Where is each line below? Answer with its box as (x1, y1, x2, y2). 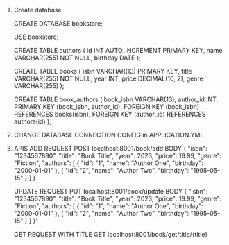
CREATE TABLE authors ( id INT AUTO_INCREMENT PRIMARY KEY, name (13, 47, 223, 54)
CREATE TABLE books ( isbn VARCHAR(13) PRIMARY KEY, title (13, 67, 192, 75)
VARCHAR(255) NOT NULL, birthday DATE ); (13, 53, 141, 62)
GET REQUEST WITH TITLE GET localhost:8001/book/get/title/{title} (13, 230, 208, 238)
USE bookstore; (13, 33, 59, 41)
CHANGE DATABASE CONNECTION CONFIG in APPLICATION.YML (13, 131, 204, 139)
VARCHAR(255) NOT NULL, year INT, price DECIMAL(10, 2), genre (13, 74, 203, 83)
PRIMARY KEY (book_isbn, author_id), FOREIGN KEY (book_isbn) (13, 103, 200, 110)
